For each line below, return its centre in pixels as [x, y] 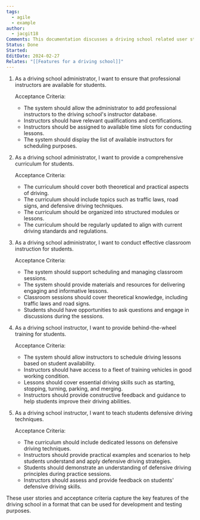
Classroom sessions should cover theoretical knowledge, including [106, 297]
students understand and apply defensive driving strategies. [97, 461]
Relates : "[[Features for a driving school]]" [65, 61]
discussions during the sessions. [64, 316]
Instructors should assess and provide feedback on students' [99, 480]
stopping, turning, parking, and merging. [73, 389]
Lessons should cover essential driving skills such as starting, [99, 382]
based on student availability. [60, 363]
